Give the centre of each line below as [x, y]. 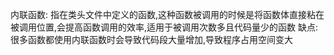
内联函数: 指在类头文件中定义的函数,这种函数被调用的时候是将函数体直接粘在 [167, 14]
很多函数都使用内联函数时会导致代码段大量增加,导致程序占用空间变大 [152, 39]
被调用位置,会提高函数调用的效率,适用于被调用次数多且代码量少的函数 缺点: [164, 27]
